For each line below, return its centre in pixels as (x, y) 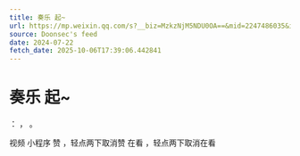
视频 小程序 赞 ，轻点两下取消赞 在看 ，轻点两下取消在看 (112, 143)
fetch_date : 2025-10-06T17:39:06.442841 (86, 51)
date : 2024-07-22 (42, 42)
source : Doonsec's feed (54, 34)
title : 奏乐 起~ (37, 17)
